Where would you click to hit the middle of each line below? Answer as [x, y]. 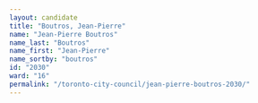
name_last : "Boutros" [50, 43]
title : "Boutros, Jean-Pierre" [68, 26]
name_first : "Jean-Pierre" [60, 51]
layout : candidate [43, 17]
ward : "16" [30, 76]
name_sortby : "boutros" [54, 59]
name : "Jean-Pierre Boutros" [64, 34]
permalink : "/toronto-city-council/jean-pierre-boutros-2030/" [130, 84]
